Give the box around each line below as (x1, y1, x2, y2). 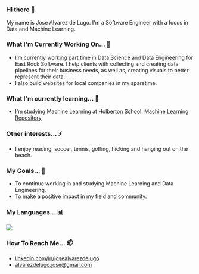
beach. (14, 152, 32, 159)
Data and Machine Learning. (6, 25, 76, 32)
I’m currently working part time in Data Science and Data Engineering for (14, 54, 194, 61)
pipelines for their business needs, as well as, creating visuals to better (14, 66, 189, 74)
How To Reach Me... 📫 (6, 239, 73, 247)
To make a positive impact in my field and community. (14, 193, 147, 200)
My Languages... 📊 (6, 208, 64, 217)
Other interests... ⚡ (6, 129, 63, 138)
